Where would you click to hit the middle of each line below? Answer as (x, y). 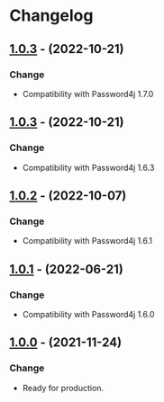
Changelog (51, 16)
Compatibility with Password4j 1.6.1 (87, 241)
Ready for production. (63, 388)
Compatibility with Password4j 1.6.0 (88, 314)
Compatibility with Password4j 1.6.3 (88, 167)
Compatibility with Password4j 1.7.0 (88, 94)
